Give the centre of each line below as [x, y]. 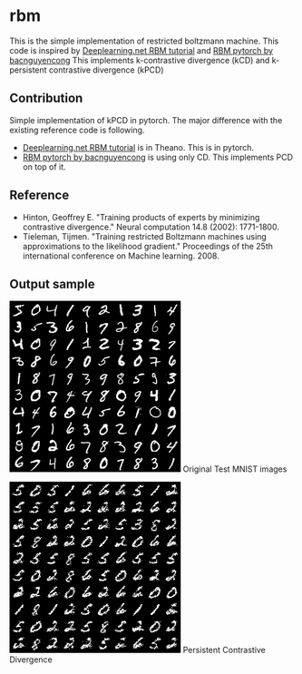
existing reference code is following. [77, 130]
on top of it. [44, 166]
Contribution [46, 98]
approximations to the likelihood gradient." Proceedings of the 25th [148, 246]
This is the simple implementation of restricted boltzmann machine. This [144, 41]
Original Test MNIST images [235, 469]
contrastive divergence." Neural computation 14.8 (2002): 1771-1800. [151, 227]
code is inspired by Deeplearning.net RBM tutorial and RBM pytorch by [141, 50]
